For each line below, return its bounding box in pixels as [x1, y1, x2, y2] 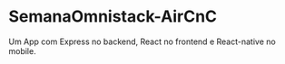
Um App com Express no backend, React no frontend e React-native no [8, 36, 276, 47]
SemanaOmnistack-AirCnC [8, 6, 218, 27]
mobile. [8, 45, 37, 56]
